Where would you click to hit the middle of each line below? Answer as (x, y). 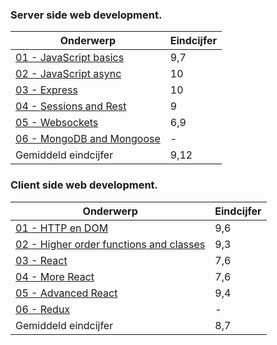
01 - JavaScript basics (70, 58)
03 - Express (46, 90)
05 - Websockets (57, 123)
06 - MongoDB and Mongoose (88, 139)
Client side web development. (84, 185)
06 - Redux (43, 309)
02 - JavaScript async (68, 74)
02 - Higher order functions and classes (110, 244)
